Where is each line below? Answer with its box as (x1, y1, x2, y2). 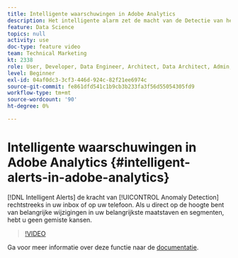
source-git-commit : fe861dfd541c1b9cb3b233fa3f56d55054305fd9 (7, 83, 195, 90)
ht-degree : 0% (7, 103, 50, 110)
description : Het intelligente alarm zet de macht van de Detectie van (7, 17, 223, 24)
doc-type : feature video (7, 43, 81, 50)
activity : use (7, 37, 50, 44)
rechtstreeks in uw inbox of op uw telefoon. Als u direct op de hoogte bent (7, 200, 225, 209)
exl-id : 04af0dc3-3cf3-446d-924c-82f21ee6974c (7, 76, 147, 84)
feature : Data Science (7, 23, 74, 30)
